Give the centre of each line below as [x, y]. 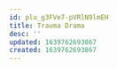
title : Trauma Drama [47, 26]
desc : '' [25, 34]
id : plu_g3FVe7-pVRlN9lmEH [59, 17]
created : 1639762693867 [53, 50]
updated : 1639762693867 [53, 42]
